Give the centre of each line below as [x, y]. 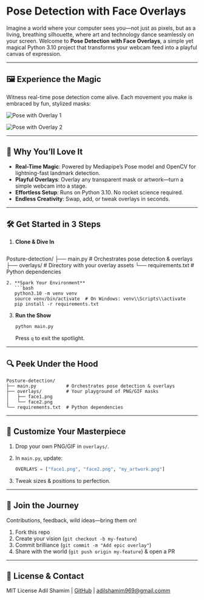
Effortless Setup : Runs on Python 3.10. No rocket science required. [99, 192]
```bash [24, 288]
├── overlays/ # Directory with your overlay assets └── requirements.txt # [100, 265]
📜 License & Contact [45, 576]
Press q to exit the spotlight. [50, 338]
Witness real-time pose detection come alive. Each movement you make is [100, 97]
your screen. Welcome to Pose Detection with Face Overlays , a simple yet [100, 41]
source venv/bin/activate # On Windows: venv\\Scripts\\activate [100, 299]
